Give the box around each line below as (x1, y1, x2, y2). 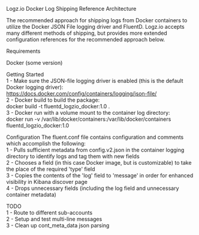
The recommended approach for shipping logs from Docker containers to (6, 17, 188, 23)
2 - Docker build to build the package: (6, 96, 100, 103)
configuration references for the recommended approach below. (6, 36, 165, 43)
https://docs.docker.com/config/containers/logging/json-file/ (6, 90, 157, 97)
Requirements (6, 47, 41, 55)
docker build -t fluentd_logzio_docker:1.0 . (6, 103, 110, 110)
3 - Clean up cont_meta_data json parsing (6, 222, 110, 229)
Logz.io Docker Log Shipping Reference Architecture (6, 5, 137, 12)
